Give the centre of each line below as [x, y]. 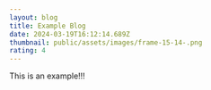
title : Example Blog [48, 26]
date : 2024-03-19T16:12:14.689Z [70, 34]
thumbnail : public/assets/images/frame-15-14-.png [106, 42]
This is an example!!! [47, 76]
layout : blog [34, 17]
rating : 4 [28, 51]
